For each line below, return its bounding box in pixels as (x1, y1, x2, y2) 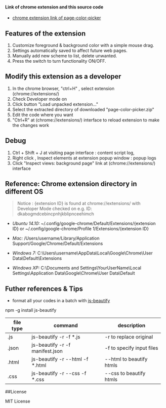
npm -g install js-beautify (5, 307, 57, 313)
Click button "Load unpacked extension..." (12, 101, 98, 107)
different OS (5, 188, 43, 196)
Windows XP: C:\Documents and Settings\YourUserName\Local (12, 265, 142, 271)
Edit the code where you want (12, 112, 74, 118)
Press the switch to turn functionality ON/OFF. (12, 58, 106, 64)
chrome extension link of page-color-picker (12, 15, 101, 21)
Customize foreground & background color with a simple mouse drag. (12, 42, 154, 48)
